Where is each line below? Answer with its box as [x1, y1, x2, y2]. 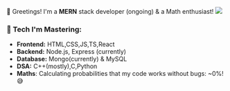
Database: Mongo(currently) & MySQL [16, 55, 127, 63]
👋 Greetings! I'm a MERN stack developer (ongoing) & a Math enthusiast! [6, 8, 214, 15]
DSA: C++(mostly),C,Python [16, 62, 98, 70]
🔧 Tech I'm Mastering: [6, 24, 82, 34]
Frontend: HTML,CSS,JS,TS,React [16, 40, 115, 48]
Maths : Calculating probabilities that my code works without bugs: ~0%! [16, 70, 224, 78]
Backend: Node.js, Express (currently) [16, 48, 126, 56]
